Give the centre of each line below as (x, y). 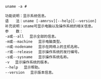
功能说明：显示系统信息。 (27, 16)
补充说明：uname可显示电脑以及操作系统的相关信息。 (50, 26)
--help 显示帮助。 (23, 67)
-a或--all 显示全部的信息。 (32, 36)
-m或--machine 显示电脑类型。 (34, 42)
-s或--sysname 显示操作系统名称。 (38, 57)
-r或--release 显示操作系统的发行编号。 (43, 52)
